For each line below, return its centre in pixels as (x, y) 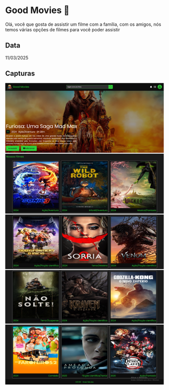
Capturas (20, 73)
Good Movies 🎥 (37, 10)
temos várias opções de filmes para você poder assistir (63, 29)
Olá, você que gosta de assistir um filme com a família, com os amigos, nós (83, 24)
